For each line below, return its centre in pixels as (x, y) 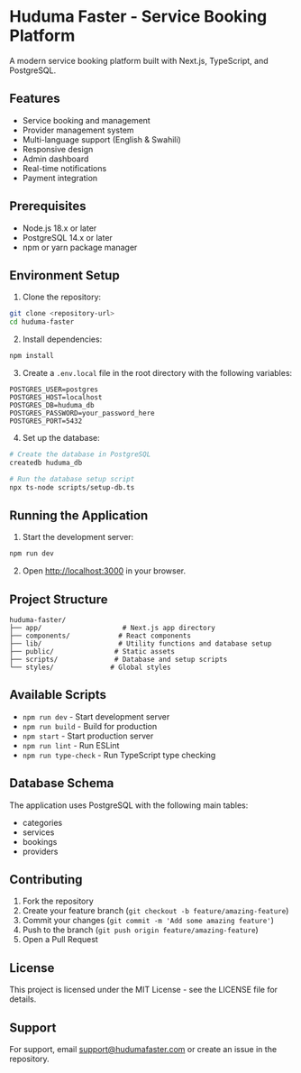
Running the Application (79, 515)
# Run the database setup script (72, 479)
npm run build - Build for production (90, 726)
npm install (32, 356)
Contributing (46, 880)
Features (35, 99)
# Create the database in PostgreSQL (80, 454)
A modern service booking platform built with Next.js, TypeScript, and (139, 60)
